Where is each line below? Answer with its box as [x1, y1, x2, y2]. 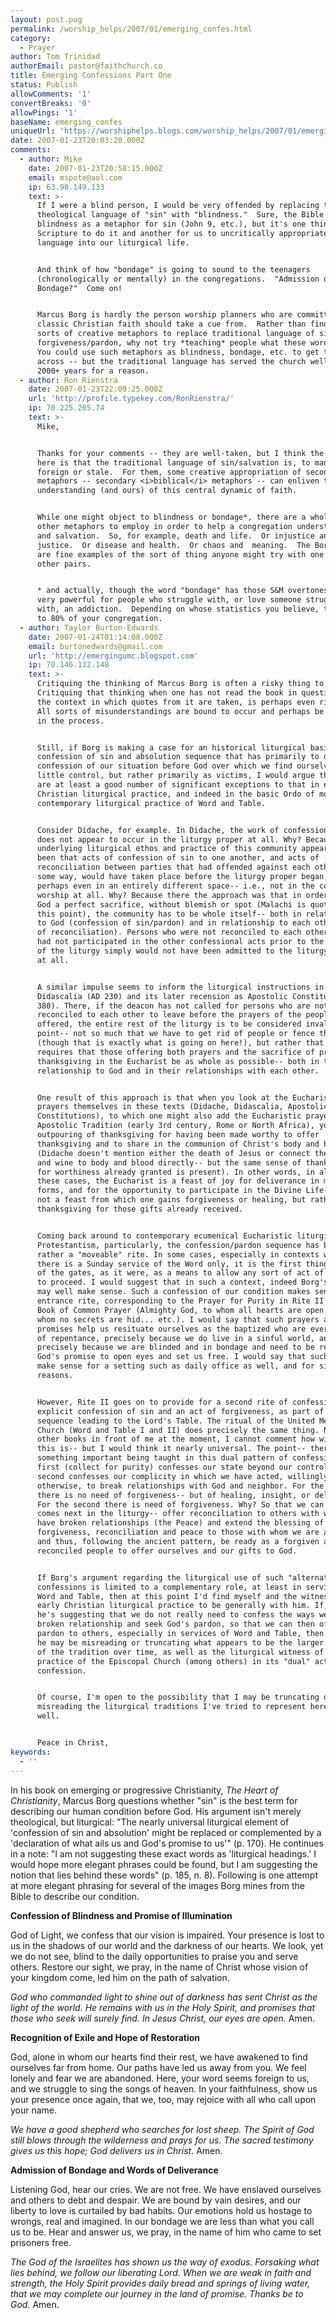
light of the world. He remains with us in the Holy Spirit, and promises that [10, 2001, 316, 2013]
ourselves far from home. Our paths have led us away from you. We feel [10, 2061, 307, 2073]
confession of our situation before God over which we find [36, 761, 293, 771]
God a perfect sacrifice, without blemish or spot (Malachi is [36, 899, 307, 910]
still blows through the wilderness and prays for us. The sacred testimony [10, 2134, 314, 2146]
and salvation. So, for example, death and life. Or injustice [36, 531, 315, 541]
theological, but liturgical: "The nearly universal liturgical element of [10, 1816, 290, 1828]
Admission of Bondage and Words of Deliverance [10, 2164, 219, 2176]
